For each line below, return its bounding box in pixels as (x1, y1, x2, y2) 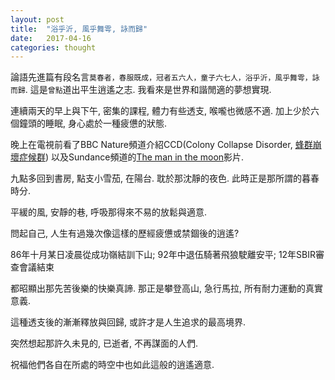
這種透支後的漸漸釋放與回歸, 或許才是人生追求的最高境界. (10, 316, 247, 328)
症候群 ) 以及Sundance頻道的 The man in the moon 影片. (18, 151, 245, 163)
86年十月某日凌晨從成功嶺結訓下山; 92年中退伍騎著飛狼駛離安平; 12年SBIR (10, 249, 317, 261)
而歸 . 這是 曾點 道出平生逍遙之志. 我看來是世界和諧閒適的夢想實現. (10, 84, 272, 96)
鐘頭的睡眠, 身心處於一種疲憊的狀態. (18, 117, 168, 130)
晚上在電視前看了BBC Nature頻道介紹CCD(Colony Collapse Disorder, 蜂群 (10, 139, 313, 151)
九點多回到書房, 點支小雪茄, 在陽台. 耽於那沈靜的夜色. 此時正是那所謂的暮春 (10, 172, 320, 185)
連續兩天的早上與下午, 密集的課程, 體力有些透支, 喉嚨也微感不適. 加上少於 (10, 105, 311, 117)
